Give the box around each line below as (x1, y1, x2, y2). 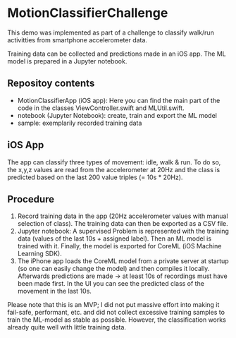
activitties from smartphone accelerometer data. (7, 35, 148, 44)
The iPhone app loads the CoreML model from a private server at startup (17, 257, 229, 265)
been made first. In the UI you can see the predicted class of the (17, 279, 204, 288)
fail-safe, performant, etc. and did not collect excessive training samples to (7, 308, 225, 317)
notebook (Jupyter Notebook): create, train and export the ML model (17, 111, 217, 119)
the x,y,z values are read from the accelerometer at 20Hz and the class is (7, 165, 221, 174)
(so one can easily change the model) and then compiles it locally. (17, 265, 210, 273)
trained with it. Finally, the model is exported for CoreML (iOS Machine (17, 242, 222, 251)
